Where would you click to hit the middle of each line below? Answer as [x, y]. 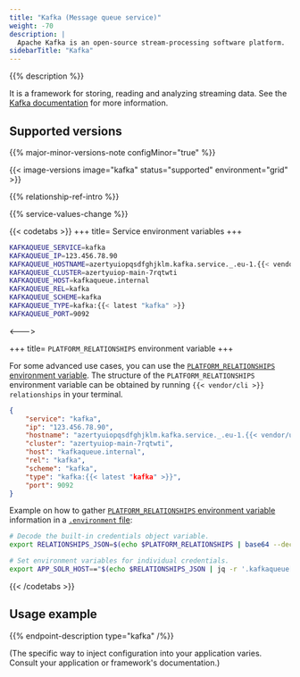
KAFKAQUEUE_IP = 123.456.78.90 [63, 255]
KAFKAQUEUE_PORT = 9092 [50, 313]
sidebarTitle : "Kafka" [51, 51]
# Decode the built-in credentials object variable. [109, 537]
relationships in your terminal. [66, 394]
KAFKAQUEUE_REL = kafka [50, 289]
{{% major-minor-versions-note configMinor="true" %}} [112, 152]
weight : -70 [31, 26]
